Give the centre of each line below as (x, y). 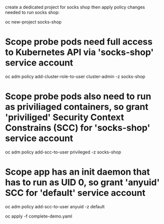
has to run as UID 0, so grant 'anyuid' (82, 183)
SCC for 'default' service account (75, 193)
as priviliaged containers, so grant (77, 107)
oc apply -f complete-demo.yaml (39, 216)
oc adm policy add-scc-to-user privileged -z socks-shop (63, 152)
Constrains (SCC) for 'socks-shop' (78, 128)
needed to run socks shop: (32, 12)
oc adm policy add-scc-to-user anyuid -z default (55, 206)
